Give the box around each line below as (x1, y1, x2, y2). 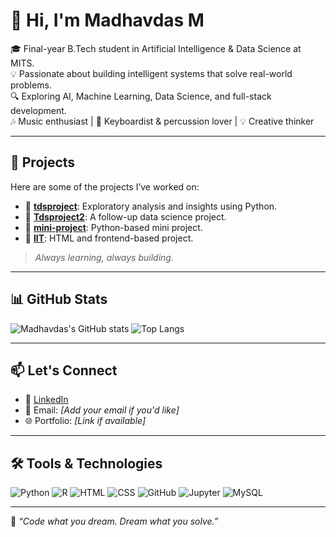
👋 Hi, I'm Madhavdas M (10, 9, 205, 32)
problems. (10, 79, 52, 91)
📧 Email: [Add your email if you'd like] (24, 404, 180, 416)
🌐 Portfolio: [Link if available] (24, 415, 147, 427)
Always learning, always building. (34, 251, 174, 263)
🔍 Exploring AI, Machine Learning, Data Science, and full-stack (10, 90, 272, 102)
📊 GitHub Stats (10, 291, 108, 308)
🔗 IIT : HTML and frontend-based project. (24, 232, 194, 244)
